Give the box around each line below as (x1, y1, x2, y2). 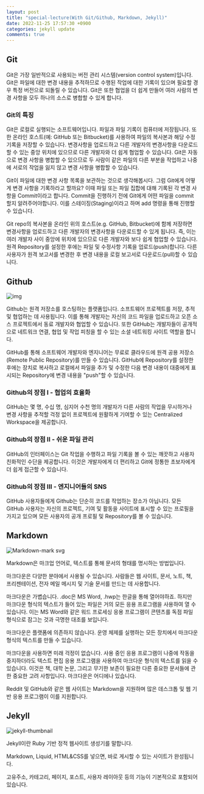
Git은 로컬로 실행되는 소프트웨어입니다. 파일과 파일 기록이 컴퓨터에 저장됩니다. (6, 126, 191, 133)
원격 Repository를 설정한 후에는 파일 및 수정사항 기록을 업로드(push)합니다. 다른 (6, 243, 197, 251)
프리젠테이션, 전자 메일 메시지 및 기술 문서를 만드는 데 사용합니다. (6, 580, 161, 587)
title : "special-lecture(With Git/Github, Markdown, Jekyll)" (6, 15, 167, 21)
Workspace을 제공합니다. (6, 418, 68, 426)
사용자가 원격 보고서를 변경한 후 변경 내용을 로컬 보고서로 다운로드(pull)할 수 (6, 251, 187, 258)
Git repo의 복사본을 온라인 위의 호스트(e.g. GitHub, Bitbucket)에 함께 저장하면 (6, 220, 193, 227)
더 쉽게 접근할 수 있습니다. (6, 465, 68, 473)
